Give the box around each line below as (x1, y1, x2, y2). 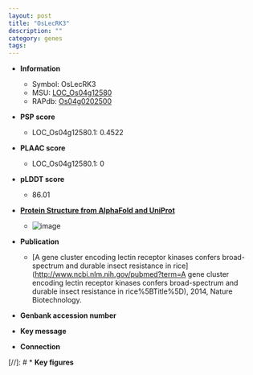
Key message (19, 327, 67, 336)
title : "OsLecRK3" (8, 19, 70, 27)
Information (19, 64, 61, 73)
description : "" (8, 27, 63, 35)
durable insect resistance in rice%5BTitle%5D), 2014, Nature (31, 286, 233, 296)
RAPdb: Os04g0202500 (31, 97, 112, 106)
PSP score (19, 112, 55, 122)
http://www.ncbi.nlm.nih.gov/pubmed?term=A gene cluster (35, 270, 230, 279)
